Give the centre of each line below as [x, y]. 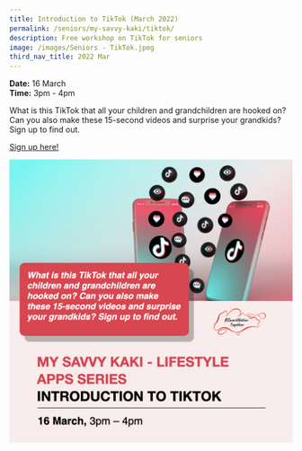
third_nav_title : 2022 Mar [60, 57]
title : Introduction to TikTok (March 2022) [94, 19]
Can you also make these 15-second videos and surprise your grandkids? [145, 120]
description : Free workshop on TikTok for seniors [106, 38]
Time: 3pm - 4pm [42, 93]
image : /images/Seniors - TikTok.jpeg [82, 48]
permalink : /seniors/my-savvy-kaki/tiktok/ [92, 28]
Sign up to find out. [45, 129]
